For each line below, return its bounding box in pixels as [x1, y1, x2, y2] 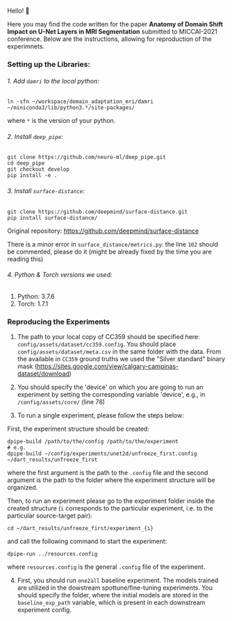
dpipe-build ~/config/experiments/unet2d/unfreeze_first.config [7, 450, 197, 458]
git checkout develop [7, 166, 70, 173]
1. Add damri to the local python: [7, 76, 99, 85]
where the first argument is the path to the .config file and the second [7, 469, 208, 477]
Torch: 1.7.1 [17, 299, 49, 308]
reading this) [7, 254, 44, 263]
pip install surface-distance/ [7, 214, 98, 222]
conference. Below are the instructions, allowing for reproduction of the [7, 35, 212, 43]
